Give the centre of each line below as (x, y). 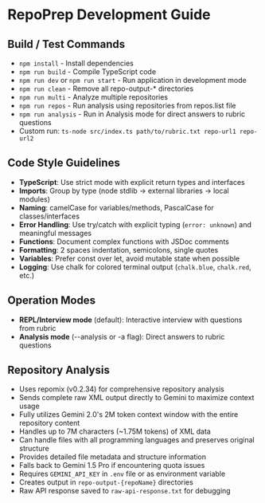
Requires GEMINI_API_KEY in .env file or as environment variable (122, 474)
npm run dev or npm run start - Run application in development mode (133, 80)
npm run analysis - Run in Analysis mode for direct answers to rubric (132, 114)
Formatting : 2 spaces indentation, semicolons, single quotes (119, 250)
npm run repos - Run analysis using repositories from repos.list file (127, 106)
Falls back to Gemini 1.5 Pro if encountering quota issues (112, 466)
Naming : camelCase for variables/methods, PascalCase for (116, 207)
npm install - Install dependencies (76, 63)
